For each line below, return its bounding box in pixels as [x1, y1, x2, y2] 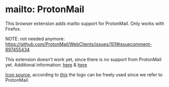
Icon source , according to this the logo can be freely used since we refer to [5, 71, 163, 77]
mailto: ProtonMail [5, 4, 85, 15]
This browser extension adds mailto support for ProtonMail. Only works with [5, 20, 164, 26]
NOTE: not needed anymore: [5, 36, 65, 42]
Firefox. [5, 25, 21, 32]
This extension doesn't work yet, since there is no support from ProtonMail [5, 56, 162, 62]
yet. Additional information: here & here [5, 62, 87, 68]
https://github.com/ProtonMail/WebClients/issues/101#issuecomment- [5, 41, 152, 47]
